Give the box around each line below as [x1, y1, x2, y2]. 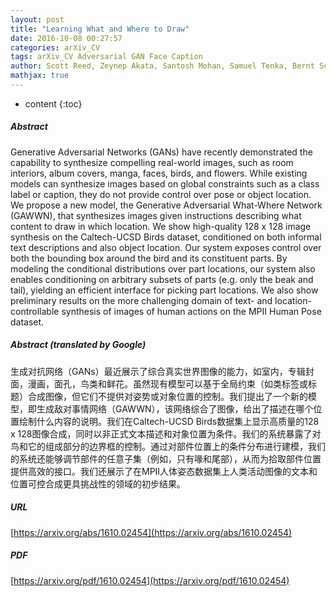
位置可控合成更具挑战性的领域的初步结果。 [10, 477, 186, 490]
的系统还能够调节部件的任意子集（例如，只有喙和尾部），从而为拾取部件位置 [10, 452, 322, 465]
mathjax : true [10, 71, 70, 81]
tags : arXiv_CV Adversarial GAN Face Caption [10, 52, 203, 62]
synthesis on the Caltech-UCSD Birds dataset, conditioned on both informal [10, 231, 322, 243]
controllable [10, 305, 60, 317]
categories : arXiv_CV [10, 42, 101, 53]
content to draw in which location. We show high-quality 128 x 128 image [10, 220, 312, 232]
